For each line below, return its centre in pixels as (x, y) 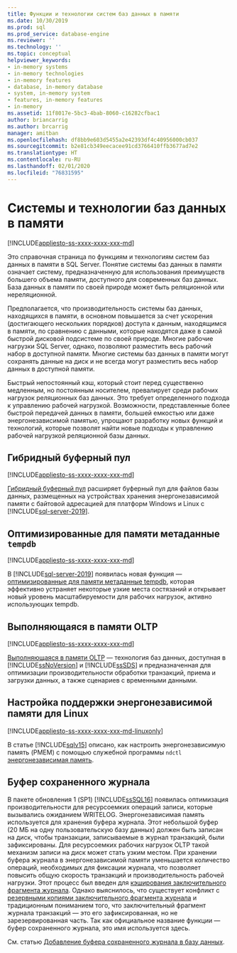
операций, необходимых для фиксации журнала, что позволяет (104, 867)
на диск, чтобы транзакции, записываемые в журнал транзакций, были (116, 837)
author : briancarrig (38, 120)
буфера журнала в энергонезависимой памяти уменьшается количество (119, 860)
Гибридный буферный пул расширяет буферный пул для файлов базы (113, 489)
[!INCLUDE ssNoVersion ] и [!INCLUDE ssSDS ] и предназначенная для (109, 665)
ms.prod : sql (27, 27)
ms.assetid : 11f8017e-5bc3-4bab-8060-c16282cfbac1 (84, 113)
